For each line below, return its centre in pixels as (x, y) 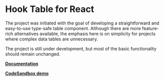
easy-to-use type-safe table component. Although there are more (73, 28)
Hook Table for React (50, 9)
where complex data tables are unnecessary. (52, 39)
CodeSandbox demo (27, 73)
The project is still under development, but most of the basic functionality (81, 48)
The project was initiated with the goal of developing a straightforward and (82, 23)
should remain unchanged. (33, 54)
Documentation (22, 63)
